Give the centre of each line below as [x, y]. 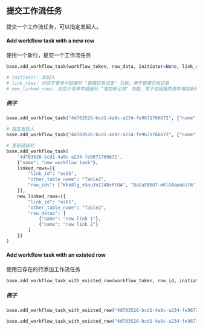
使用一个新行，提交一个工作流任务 [49, 55]
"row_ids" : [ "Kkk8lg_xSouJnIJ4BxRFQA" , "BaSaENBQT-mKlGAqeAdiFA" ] [113, 185]
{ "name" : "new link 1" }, [70, 219]
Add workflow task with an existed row [56, 255]
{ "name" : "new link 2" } [68, 225]
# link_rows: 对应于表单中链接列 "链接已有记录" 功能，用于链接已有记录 [88, 83]
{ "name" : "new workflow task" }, [58, 162]
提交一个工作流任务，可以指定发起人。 [54, 27]
